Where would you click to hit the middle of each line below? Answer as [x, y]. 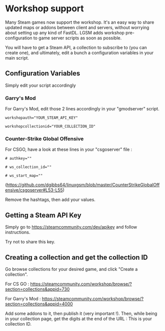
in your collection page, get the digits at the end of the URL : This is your [79, 319]
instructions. [18, 232]
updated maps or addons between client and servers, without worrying [77, 27]
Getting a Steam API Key [43, 215]
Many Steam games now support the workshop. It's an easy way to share [80, 22]
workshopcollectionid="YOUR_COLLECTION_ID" [50, 127]
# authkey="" [18, 159]
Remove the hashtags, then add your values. [50, 199]
